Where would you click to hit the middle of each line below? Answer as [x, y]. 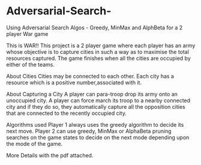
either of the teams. [31, 65]
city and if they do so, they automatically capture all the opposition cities [96, 106]
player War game [27, 33]
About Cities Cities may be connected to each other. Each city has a [90, 76]
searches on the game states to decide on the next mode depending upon [98, 137]
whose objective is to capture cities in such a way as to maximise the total [97, 51]
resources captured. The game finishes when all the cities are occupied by [98, 58]
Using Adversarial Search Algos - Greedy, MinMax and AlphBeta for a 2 [94, 27]
